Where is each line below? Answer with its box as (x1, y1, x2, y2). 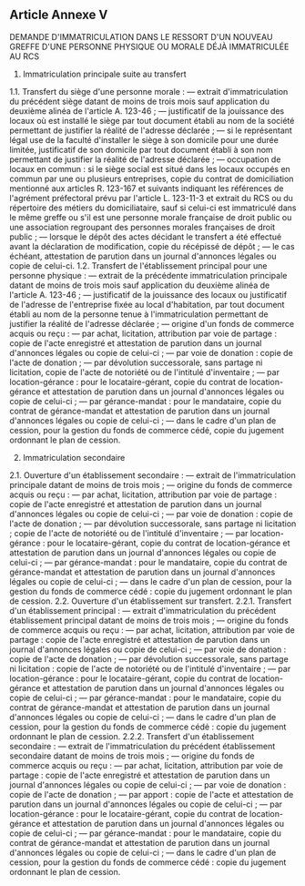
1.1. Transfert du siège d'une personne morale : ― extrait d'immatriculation (9, 86, 289, 97)
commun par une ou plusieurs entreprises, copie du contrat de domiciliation (9, 173, 294, 184)
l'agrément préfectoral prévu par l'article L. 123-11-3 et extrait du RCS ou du (9, 192, 294, 203)
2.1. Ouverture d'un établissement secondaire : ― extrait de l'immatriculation (9, 469, 296, 481)
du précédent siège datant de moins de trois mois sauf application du (9, 96, 270, 107)
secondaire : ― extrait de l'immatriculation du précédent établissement (9, 740, 276, 751)
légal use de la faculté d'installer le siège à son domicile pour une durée (9, 134, 280, 145)
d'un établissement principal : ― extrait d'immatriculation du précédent (9, 605, 276, 616)
